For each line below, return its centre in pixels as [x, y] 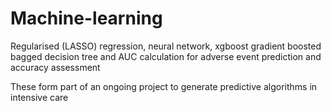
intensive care [39, 97]
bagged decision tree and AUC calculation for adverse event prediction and [166, 56]
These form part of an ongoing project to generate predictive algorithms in [164, 86]
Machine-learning [86, 18]
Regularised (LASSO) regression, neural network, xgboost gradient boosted [166, 46]
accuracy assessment [55, 67]
